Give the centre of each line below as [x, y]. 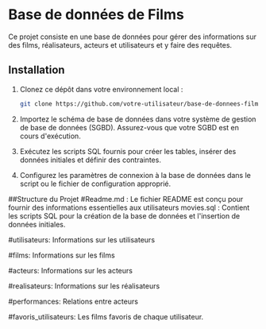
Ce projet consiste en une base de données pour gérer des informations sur [132, 37]
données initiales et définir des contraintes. [90, 160]
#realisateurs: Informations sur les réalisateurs [84, 286]
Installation [37, 70]
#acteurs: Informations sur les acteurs [71, 270]
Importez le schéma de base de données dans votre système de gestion [138, 119]
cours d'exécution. [50, 136]
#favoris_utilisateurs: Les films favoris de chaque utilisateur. [106, 316]
